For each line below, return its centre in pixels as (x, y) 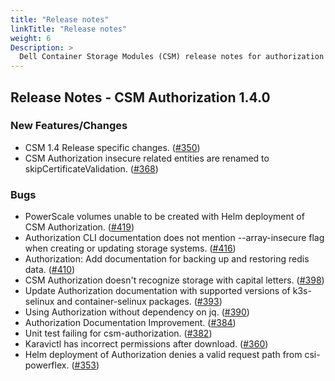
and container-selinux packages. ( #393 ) (139, 302)
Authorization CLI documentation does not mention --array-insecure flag (174, 238)
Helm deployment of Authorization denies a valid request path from (163, 355)
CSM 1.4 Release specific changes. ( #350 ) (112, 147)
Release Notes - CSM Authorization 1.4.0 (140, 97)
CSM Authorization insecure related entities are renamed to (147, 158)
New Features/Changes (69, 126)
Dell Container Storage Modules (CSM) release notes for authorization (172, 57)
